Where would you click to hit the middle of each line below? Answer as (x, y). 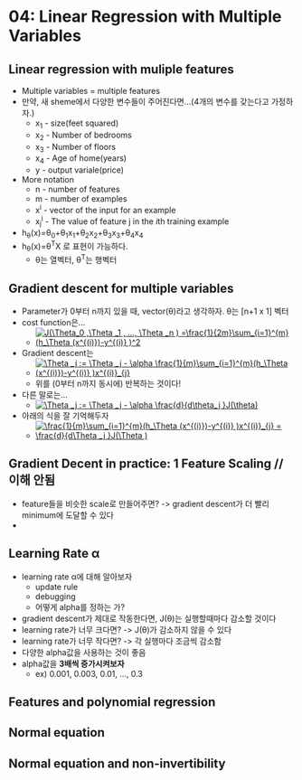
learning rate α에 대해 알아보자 (77, 577)
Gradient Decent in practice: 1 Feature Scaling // (146, 464)
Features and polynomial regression (112, 702)
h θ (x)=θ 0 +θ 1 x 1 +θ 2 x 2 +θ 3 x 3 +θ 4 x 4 (82, 234)
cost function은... (53, 323)
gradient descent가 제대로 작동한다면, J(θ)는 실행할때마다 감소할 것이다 (149, 618)
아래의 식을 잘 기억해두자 (65, 416)
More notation (47, 180)
